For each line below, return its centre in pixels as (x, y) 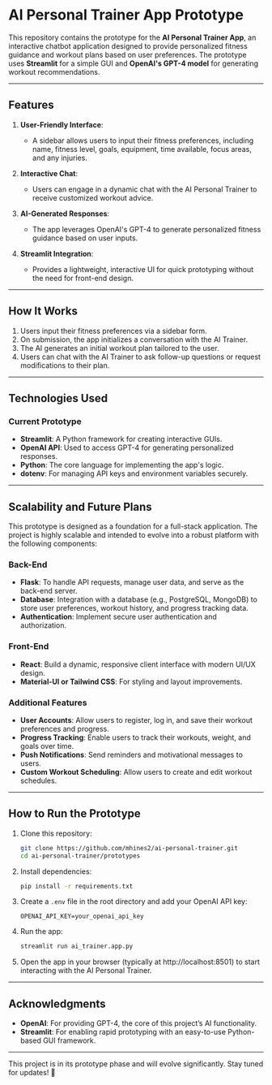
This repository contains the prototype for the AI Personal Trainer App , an (132, 37)
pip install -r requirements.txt (76, 886)
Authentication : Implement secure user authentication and (118, 617)
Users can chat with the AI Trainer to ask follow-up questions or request (140, 357)
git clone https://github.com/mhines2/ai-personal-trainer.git (129, 848)
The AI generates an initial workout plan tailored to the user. (120, 348)
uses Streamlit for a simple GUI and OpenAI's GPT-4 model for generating (134, 63)
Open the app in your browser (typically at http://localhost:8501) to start (140, 962)
